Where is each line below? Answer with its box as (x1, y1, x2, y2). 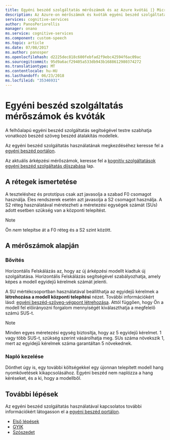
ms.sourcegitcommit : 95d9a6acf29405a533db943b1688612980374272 (5, 59, 142, 64)
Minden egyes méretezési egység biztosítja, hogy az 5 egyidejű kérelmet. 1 (5, 330, 162, 336)
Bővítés (5, 256, 24, 263)
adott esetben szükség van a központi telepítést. (5, 207, 107, 213)
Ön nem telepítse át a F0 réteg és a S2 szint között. (5, 227, 112, 233)
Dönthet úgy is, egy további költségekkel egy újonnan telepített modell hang (5, 365, 163, 371)
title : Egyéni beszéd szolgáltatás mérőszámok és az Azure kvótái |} (5, 7, 155, 13)
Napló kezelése (5, 353, 44, 360)
